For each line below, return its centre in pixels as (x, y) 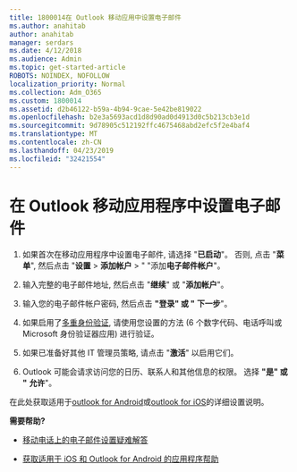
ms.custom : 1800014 (46, 101)
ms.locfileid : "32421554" (57, 159)
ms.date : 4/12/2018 (46, 51)
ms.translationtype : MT (54, 134)
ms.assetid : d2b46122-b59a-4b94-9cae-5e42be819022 (106, 109)
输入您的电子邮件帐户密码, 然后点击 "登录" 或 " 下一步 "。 (127, 304)
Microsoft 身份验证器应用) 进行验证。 (90, 334)
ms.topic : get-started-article (68, 68)
